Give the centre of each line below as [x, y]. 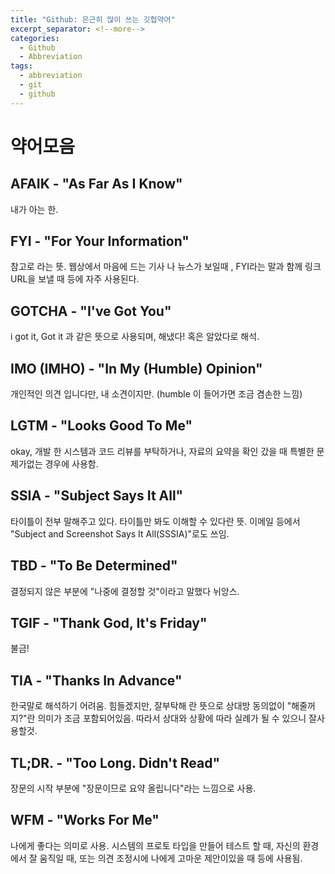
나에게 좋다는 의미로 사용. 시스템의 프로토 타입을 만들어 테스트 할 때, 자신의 [155, 845]
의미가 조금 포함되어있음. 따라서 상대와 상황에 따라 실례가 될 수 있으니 [172, 718]
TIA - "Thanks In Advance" [96, 680]
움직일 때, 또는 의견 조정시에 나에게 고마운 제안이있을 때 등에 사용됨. [171, 858]
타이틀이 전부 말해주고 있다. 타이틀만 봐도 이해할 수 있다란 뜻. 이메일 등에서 [155, 521]
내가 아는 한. [34, 209]
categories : [35, 38]
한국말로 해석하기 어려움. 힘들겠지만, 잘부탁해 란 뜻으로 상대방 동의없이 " [151, 706]
